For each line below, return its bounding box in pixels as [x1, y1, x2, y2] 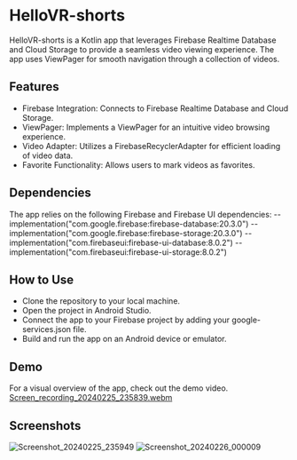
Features [9, 79, 59, 94]
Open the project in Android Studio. [21, 305, 152, 316]
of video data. [21, 150, 74, 161]
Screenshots [9, 418, 82, 433]
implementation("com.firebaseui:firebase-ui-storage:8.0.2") [9, 246, 228, 258]
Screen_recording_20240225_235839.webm [9, 393, 173, 403]
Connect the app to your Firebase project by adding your [21, 314, 231, 325]
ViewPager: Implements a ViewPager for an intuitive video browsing [21, 122, 270, 132]
